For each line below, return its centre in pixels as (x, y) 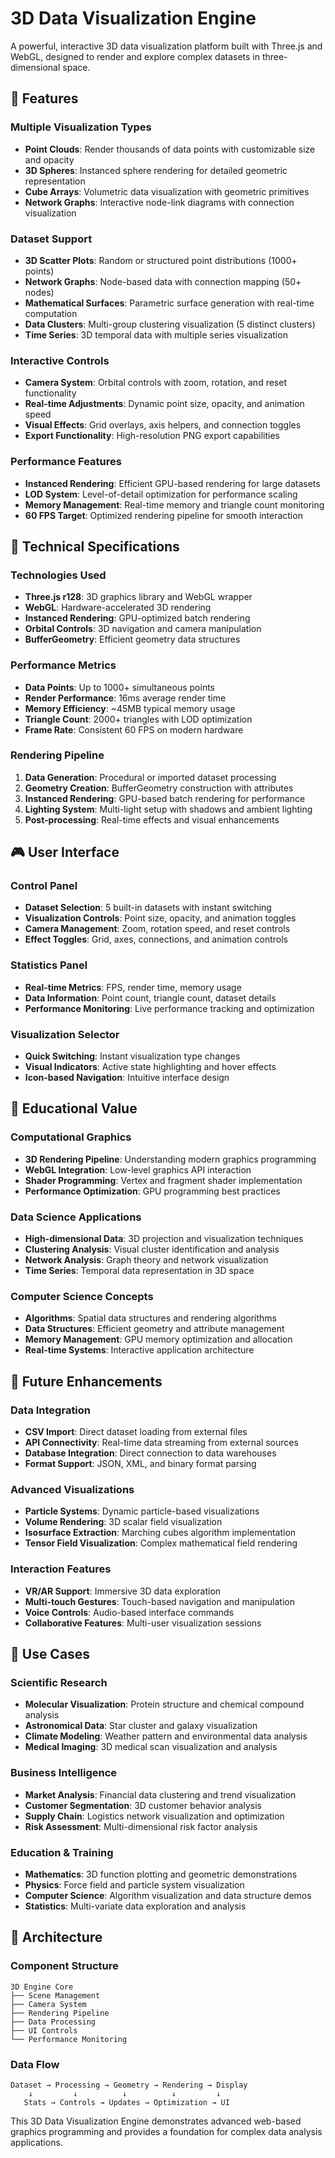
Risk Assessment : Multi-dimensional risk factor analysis (141, 1826)
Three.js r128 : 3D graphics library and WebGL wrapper (138, 597)
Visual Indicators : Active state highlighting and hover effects (150, 1067)
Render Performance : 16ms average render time (125, 698)
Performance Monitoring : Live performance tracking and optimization (169, 1008)
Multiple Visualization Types (81, 127)
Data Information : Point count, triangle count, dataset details (150, 998)
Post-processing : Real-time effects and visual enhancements (152, 819)
